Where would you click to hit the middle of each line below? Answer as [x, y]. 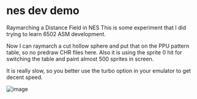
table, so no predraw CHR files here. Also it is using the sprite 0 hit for [94, 52]
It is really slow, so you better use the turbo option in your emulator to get [99, 70]
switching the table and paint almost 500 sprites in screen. [80, 59]
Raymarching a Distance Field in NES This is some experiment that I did [96, 28]
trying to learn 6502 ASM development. [56, 34]
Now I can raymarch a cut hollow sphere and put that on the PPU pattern [98, 46]
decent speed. [24, 77]
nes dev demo [43, 11]
